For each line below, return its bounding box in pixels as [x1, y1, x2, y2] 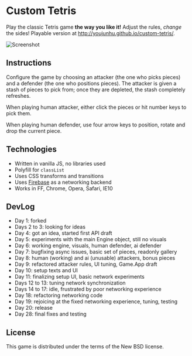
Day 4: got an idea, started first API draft [14, 230, 112, 237]
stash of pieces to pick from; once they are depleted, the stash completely [6, 86, 186, 93]
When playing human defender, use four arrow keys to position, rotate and [6, 121, 186, 128]
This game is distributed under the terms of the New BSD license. [6, 343, 164, 350]
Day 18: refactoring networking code [14, 292, 103, 299]
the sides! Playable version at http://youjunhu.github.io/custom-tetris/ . [6, 29, 175, 36]
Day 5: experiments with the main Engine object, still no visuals [14, 236, 167, 243]
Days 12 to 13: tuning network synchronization [14, 279, 126, 286]
